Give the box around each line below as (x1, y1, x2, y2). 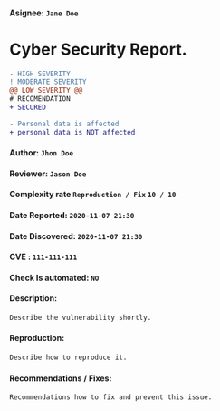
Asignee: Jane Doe (9, 7, 79, 18)
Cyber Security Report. (9, 39, 187, 59)
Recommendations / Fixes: (9, 373, 112, 384)
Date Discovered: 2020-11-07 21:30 (9, 230, 143, 241)
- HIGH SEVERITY (9, 69, 71, 78)
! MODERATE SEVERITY (9, 77, 88, 86)
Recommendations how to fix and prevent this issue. (9, 393, 213, 402)
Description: (9, 293, 57, 304)
